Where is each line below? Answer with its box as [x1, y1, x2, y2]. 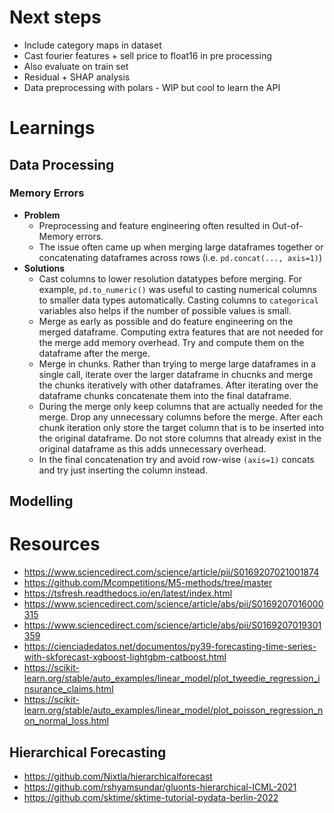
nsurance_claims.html [23, 683, 114, 695]
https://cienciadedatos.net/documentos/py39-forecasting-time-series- [23, 641, 317, 653]
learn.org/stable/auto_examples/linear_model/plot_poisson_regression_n [23, 704, 324, 716]
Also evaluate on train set [23, 60, 129, 72]
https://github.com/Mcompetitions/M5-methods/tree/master [23, 577, 273, 589]
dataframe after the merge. [38, 347, 151, 359]
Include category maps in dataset [23, 39, 162, 51]
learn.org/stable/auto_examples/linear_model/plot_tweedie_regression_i [23, 672, 321, 685]
